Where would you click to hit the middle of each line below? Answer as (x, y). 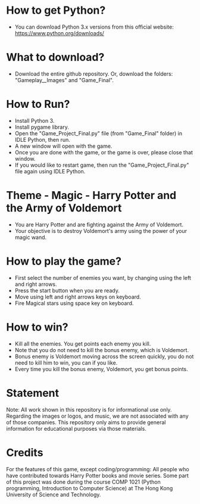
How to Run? (38, 104)
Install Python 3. (35, 120)
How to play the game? (64, 261)
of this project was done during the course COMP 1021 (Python (83, 482)
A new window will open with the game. (63, 146)
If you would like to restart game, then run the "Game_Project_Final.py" (102, 165)
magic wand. (31, 237)
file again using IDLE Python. (50, 171)
